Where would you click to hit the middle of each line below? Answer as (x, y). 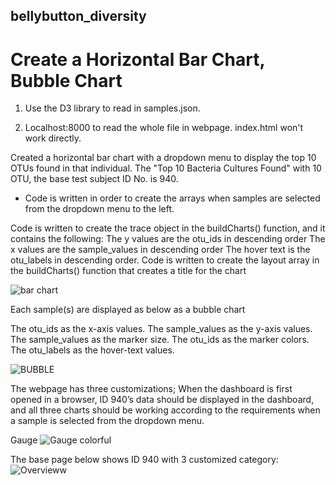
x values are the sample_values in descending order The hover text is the (160, 250)
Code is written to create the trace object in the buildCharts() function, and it (168, 228)
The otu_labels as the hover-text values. (92, 350)
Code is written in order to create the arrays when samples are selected (172, 198)
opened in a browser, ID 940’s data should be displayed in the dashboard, (162, 400)
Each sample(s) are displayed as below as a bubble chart (128, 310)
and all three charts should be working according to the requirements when (165, 410)
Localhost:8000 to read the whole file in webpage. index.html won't (164, 128)
